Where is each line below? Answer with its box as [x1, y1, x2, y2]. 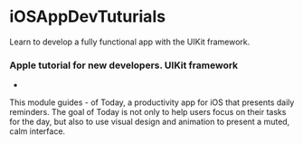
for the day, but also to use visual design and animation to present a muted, [9, 116, 290, 128]
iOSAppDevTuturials [9, 6, 166, 27]
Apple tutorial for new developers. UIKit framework [9, 59, 239, 72]
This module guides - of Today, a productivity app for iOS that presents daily [9, 97, 295, 108]
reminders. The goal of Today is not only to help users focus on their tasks [9, 107, 287, 118]
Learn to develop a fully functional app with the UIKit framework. [9, 36, 251, 47]
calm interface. [9, 126, 66, 137]
